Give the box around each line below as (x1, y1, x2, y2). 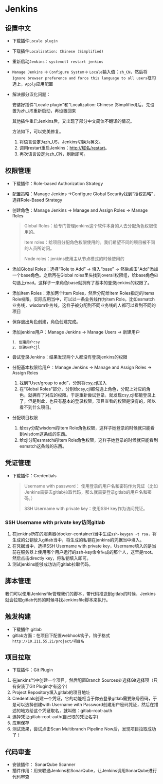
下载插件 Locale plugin (12, 38, 58, 43)
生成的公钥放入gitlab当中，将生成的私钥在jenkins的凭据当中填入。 (12, 537, 145, 542)
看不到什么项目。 (19, 404, 54, 410)
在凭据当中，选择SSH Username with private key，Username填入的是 (12, 543, 152, 549)
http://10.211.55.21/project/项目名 (12, 639, 84, 644)
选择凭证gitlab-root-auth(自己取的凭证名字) (12, 714, 99, 720)
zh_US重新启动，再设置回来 (20, 108, 76, 113)
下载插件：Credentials (12, 472, 57, 478)
